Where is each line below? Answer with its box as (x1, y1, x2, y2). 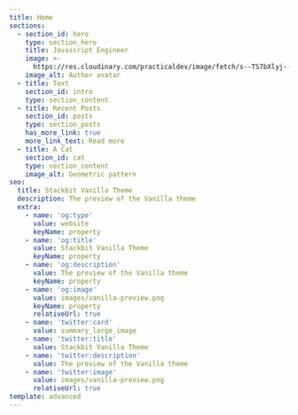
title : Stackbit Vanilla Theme (17, 186, 133, 195)
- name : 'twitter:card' (25, 318, 114, 327)
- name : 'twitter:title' (25, 334, 117, 343)
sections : (9, 21, 46, 30)
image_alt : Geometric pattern (25, 169, 137, 178)
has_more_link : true (25, 129, 101, 137)
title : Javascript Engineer (25, 46, 129, 55)
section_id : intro (25, 87, 93, 96)
